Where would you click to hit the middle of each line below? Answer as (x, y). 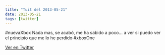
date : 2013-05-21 (23, 14)
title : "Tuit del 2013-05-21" (36, 10)
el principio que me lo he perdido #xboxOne (50, 38)
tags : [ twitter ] (22, 19)
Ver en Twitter (20, 48)
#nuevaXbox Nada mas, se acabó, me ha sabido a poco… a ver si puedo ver (83, 33)
